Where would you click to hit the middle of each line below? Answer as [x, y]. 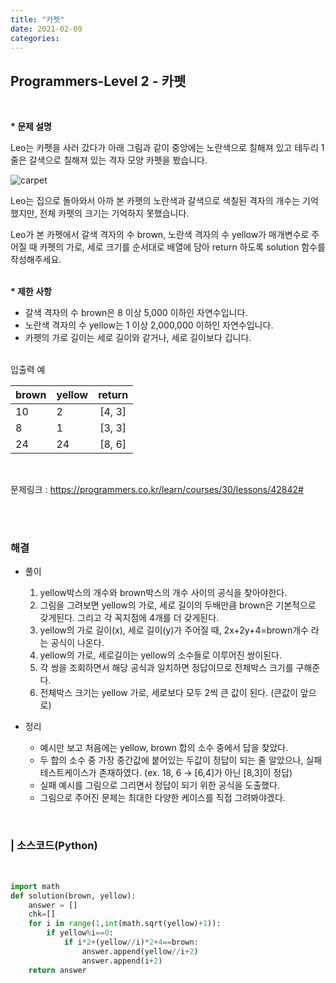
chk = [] [42, 914]
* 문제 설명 [31, 127]
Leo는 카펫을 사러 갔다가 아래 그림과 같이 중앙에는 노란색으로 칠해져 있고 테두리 [164, 148]
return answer [57, 970]
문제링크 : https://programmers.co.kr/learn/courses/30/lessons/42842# [157, 490]
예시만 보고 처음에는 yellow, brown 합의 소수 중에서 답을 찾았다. [164, 748]
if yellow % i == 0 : [80, 933]
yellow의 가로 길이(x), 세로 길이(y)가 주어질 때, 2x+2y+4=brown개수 [174, 630]
